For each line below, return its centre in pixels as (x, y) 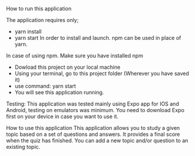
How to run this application (39, 9)
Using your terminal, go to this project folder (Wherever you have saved (102, 73)
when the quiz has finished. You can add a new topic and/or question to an (97, 141)
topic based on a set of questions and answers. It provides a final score (93, 134)
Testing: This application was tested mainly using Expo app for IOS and (92, 104)
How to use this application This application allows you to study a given (93, 128)
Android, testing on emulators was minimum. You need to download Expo (95, 110)
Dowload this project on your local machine (67, 67)
